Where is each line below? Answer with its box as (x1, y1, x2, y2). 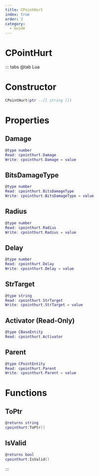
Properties (5, 115, 49, 126)
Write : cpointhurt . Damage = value (5, 157, 77, 162)
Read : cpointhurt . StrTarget (5, 298, 63, 303)
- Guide (9, 26, 26, 31)
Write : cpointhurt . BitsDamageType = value (5, 193, 94, 199)
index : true (5, 12, 30, 17)
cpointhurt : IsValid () (5, 457, 50, 462)
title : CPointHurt (5, 7, 43, 12)
